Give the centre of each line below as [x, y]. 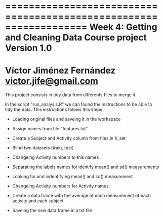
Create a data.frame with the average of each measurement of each [82, 196]
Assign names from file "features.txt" [50, 129]
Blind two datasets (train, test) [43, 148]
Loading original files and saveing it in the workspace [66, 119]
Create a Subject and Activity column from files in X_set [69, 138]
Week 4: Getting [123, 27]
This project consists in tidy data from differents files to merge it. [71, 95]
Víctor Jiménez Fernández [61, 71]
